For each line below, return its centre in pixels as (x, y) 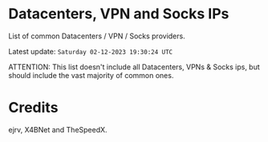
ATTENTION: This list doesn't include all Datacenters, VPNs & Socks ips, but (134, 67)
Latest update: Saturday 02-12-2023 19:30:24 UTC (91, 51)
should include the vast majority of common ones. (91, 75)
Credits (33, 108)
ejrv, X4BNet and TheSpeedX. (58, 129)
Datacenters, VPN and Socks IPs (119, 14)
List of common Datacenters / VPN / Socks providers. (97, 36)
